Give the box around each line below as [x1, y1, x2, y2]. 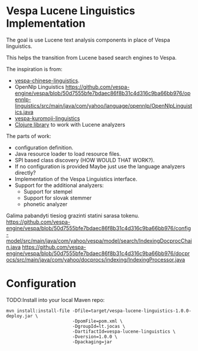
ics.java [14, 108, 34, 115]
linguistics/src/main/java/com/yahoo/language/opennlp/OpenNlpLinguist [14, 102, 193, 109]
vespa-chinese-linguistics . [14, 77, 80, 84]
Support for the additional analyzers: [14, 182, 104, 189]
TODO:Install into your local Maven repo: [6, 296, 105, 303]
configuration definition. [14, 144, 74, 151]
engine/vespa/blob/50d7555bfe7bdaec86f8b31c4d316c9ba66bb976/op [14, 89, 191, 96]
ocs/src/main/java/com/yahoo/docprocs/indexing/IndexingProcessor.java [6, 256, 185, 263]
